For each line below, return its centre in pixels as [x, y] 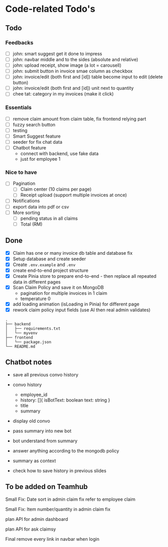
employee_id [34, 394]
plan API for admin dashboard [37, 519]
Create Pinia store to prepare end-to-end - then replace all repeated [85, 276]
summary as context [34, 461]
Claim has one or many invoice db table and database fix [73, 253]
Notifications [26, 201]
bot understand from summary [45, 441]
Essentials [18, 107]
